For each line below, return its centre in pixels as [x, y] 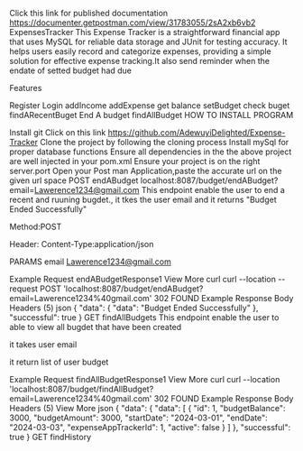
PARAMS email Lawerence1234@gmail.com [90, 262]
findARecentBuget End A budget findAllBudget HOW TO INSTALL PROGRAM [151, 115]
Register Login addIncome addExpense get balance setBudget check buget [150, 106]
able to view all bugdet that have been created [96, 327]
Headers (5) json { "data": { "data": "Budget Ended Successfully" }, [134, 308]
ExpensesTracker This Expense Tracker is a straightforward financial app [145, 32]
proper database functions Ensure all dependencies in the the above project [151, 152]
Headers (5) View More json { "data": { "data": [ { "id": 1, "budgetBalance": [147, 408]
